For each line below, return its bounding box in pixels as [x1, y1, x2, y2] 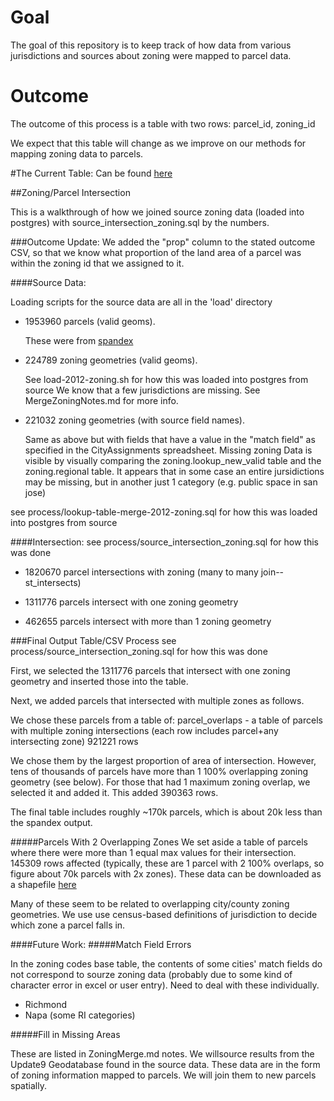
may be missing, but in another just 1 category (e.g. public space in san [24, 476, 318, 488]
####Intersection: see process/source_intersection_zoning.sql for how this [10, 536, 319, 548]
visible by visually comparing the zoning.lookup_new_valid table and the [24, 454, 322, 466]
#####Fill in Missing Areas [10, 1028, 121, 1040]
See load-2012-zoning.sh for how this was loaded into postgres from [24, 373, 309, 385]
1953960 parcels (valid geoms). [24, 315, 156, 327]
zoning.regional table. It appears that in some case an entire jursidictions [24, 465, 325, 477]
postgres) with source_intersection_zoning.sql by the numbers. [10, 216, 270, 228]
